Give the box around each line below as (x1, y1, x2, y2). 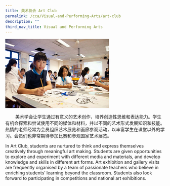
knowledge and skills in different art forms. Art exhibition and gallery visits (5, 159, 160, 165)
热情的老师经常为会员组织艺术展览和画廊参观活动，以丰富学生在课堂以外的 (5, 127, 160, 133)
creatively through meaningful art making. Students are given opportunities (5, 148, 162, 155)
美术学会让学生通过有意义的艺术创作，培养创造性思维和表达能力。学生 (15, 114, 162, 120)
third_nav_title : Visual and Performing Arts (5, 24, 103, 29)
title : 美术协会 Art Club (5, 8, 57, 13)
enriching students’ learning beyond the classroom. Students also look (5, 170, 152, 176)
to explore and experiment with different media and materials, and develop (5, 154, 160, 160)
